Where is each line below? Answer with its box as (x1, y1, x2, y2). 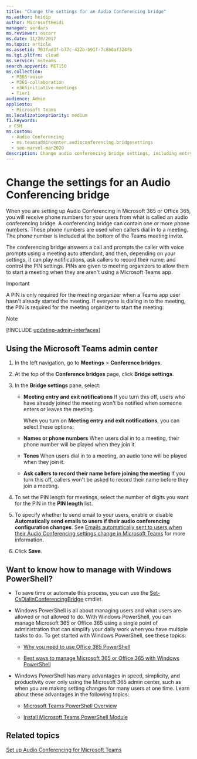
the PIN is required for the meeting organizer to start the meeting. (6, 304, 164, 311)
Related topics (6, 731, 60, 741)
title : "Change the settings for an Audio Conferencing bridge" (6, 8, 167, 15)
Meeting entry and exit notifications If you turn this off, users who (23, 394, 185, 401)
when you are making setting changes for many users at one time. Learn (14, 685, 190, 692)
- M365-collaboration (11, 80, 64, 86)
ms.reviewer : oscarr (6, 31, 57, 36)
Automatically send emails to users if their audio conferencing (14, 517, 170, 525)
